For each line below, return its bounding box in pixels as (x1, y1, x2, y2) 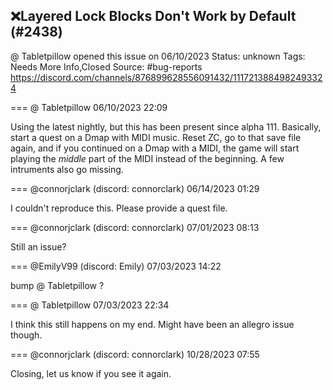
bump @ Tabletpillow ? (10, 279, 105, 291)
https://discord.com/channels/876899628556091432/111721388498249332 (10, 71, 323, 83)
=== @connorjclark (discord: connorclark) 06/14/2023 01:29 (10, 182, 260, 194)
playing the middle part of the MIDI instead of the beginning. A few (10, 152, 285, 164)
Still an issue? (10, 240, 67, 253)
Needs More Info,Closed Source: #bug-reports (10, 60, 203, 73)
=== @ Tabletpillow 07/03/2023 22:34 (10, 299, 170, 311)
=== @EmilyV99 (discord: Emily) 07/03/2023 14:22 (10, 260, 222, 272)
